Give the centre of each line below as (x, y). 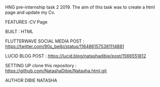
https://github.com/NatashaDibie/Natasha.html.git (56, 71)
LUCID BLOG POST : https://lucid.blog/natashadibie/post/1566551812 (76, 56)
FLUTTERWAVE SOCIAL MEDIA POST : (45, 41)
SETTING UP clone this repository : (41, 65)
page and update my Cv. (30, 12)
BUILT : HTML (19, 31)
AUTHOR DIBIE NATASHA (31, 80)
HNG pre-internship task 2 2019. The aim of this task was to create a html (80, 7)
